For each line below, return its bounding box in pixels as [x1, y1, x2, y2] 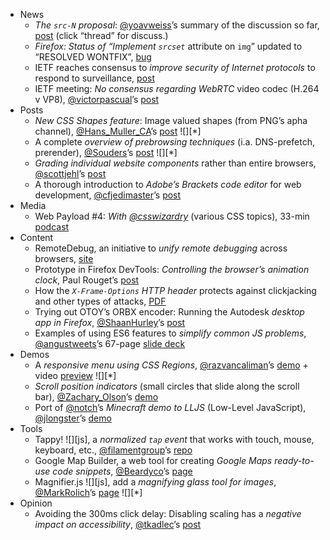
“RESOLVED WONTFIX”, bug [34, 51, 152, 63]
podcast [34, 221, 70, 233]
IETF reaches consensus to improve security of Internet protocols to [34, 62, 316, 73]
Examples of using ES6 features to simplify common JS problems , [34, 327, 307, 339]
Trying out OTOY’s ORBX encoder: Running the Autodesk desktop [34, 306, 305, 318]
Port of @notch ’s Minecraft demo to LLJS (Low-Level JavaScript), [34, 402, 307, 413]
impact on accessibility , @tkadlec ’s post [34, 519, 202, 530]
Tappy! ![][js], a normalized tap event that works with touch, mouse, [34, 434, 315, 445]
